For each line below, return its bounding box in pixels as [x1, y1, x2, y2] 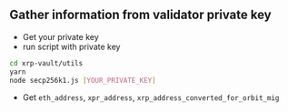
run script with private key [22, 41, 121, 52]
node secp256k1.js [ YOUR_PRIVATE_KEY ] [9, 76, 156, 85]
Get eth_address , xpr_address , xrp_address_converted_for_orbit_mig [22, 92, 280, 103]
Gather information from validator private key [9, 7, 273, 23]
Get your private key [22, 31, 100, 42]
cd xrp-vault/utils [9, 58, 84, 67]
